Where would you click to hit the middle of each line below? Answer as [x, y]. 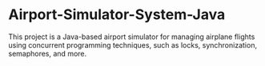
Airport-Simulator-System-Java [117, 15]
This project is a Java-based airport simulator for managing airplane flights [132, 37]
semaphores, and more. [48, 53]
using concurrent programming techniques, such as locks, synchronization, [133, 45]
